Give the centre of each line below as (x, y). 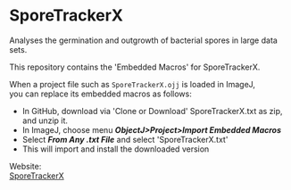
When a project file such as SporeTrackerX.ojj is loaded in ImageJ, (133, 84)
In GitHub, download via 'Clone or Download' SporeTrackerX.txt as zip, (152, 111)
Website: (25, 166)
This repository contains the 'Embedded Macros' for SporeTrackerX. (135, 67)
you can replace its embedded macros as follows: (100, 94)
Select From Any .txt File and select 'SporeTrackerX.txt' (125, 139)
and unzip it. (45, 120)
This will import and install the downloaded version (116, 149)
